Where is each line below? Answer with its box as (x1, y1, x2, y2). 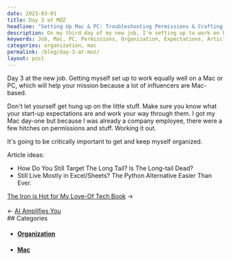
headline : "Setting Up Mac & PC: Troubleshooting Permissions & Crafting (7, 23, 223, 30)
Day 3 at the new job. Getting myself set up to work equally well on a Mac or (7, 74, 223, 82)
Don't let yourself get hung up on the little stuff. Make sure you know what (7, 101, 217, 110)
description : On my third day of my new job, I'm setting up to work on (7, 29, 220, 37)
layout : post (7, 55, 45, 62)
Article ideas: (7, 150, 45, 159)
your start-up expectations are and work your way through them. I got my (7, 109, 215, 117)
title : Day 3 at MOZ (7, 17, 67, 23)
